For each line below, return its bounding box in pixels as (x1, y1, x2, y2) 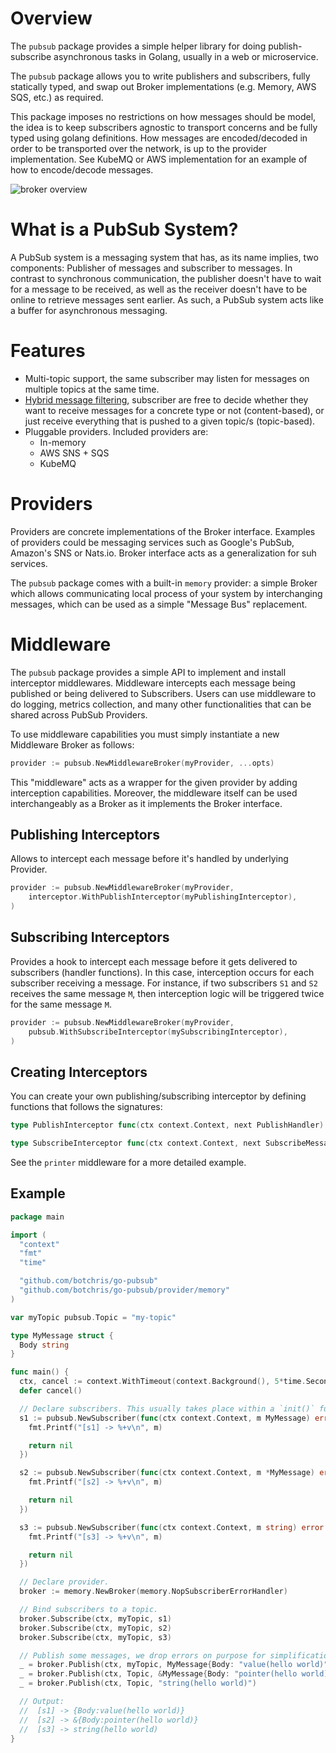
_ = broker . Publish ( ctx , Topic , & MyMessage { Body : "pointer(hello (19, 1669, 298, 1679)
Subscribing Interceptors (10, 929, 170, 946)
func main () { (10, 1367, 70, 1377)
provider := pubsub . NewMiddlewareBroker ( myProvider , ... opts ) (10, 758, 275, 768)
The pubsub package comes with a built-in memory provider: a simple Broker (10, 577, 318, 589)
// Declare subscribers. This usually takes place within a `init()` (19, 1403, 315, 1414)
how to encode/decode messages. (10, 163, 154, 176)
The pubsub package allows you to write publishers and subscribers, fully (10, 70, 311, 82)
